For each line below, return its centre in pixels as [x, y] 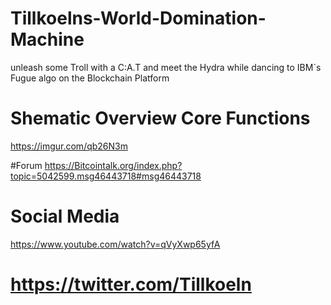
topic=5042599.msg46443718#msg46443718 [106, 176]
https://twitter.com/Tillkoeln [131, 284]
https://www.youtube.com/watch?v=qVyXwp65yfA [115, 244]
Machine [47, 39]
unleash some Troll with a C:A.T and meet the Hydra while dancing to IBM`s [166, 67]
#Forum [26, 165]
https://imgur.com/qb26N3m [69, 146]
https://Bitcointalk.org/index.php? [113, 165]
